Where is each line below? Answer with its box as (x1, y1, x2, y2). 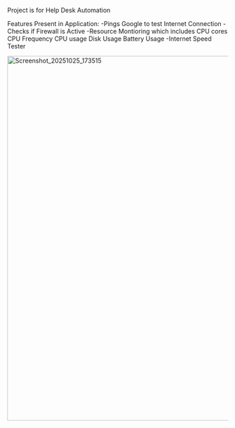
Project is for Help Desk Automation (7, 6, 111, 14)
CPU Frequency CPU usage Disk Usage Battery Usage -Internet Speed (7, 34, 212, 43)
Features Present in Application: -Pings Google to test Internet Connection (7, 20, 222, 27)
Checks (7, 27, 29, 35)
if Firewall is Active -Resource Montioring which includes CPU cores (30, 27, 228, 35)
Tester (7, 42, 26, 50)
